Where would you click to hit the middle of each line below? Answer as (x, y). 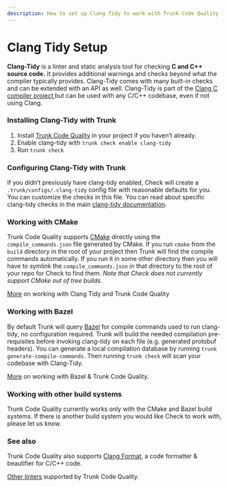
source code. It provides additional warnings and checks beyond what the (112, 73)
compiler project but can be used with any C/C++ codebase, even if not (109, 95)
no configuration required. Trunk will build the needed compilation (114, 334)
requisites (21, 341)
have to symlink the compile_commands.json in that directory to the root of (110, 266)
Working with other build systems (64, 394)
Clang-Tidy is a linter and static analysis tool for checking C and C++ (105, 66)
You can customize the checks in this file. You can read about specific (106, 197)
